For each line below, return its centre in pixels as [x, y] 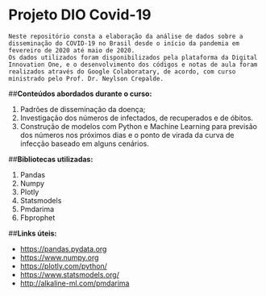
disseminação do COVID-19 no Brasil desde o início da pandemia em [124, 43]
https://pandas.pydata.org [63, 248]
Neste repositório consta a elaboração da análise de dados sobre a [126, 36]
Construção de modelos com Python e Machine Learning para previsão [139, 126]
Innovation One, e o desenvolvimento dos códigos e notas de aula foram [133, 65]
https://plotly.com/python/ [63, 266]
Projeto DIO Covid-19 [80, 15]
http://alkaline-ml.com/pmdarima [75, 283]
